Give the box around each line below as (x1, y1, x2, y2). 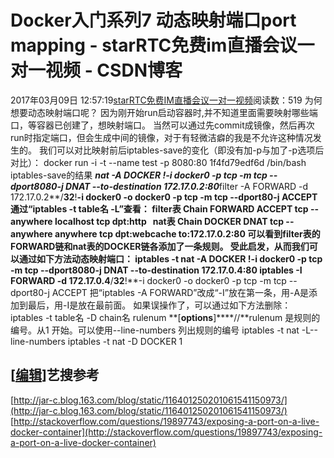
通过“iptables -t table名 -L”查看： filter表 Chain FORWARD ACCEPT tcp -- (10, 202, 320, 215)
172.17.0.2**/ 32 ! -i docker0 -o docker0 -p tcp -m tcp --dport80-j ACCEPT (10, 191, 318, 203)
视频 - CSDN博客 (45, 59, 183, 82)
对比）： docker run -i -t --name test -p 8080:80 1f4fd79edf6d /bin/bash (10, 156, 307, 168)
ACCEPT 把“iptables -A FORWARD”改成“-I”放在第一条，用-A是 (51, 286, 310, 298)
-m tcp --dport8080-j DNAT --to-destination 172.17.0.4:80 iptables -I (10, 264, 303, 276)
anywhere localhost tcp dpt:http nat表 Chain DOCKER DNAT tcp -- (10, 215, 295, 227)
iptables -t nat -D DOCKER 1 (67, 335, 183, 347)
